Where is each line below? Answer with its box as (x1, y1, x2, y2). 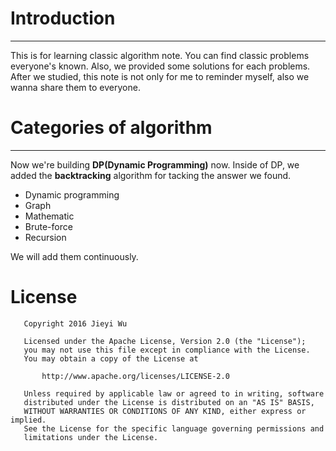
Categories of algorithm (10, 117, 213, 139)
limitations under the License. (23, 432, 159, 442)
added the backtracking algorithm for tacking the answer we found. (10, 169, 292, 181)
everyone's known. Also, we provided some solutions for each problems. (10, 60, 311, 72)
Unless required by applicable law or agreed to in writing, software (23, 388, 325, 399)
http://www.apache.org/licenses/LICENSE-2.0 (41, 371, 230, 381)
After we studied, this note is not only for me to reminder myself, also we (10, 70, 310, 82)
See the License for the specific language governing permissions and (23, 423, 325, 434)
